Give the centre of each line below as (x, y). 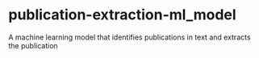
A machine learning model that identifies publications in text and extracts (130, 37)
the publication (33, 45)
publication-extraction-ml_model (122, 15)
